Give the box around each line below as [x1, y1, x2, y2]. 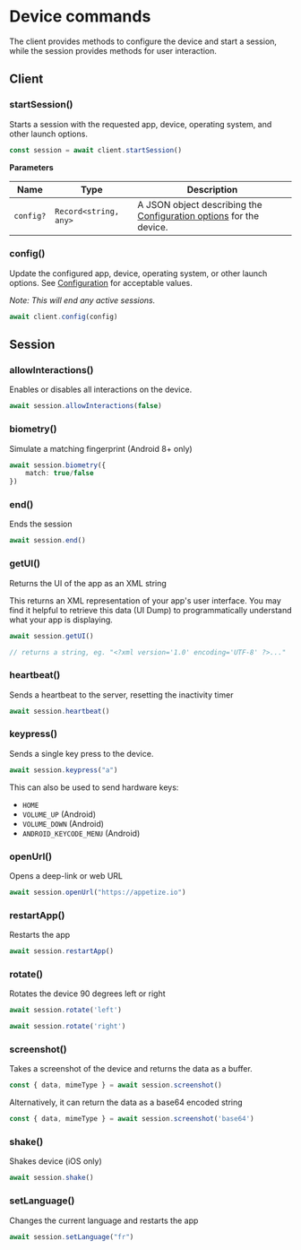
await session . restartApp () [9, 947, 115, 956]
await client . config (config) [9, 312, 118, 321]
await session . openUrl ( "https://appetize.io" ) [9, 888, 186, 898]
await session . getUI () [9, 631, 94, 640]
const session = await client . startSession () [9, 145, 182, 154]
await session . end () [9, 536, 87, 545]
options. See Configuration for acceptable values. [9, 277, 193, 288]
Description [186, 183, 238, 195]
